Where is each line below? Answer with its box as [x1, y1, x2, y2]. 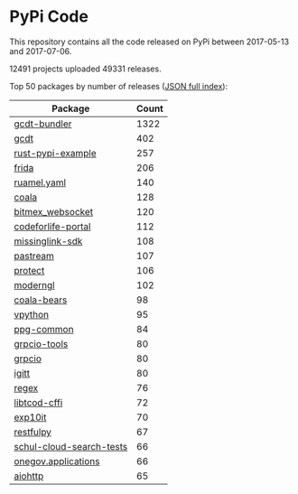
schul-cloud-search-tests [14, 440, 128, 452]
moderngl [14, 278, 56, 291]
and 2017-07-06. [9, 45, 72, 56]
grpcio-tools [14, 337, 69, 350]
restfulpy [14, 425, 52, 438]
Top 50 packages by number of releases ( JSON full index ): [9, 80, 228, 91]
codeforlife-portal [14, 219, 91, 232]
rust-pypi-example [14, 146, 97, 159]
